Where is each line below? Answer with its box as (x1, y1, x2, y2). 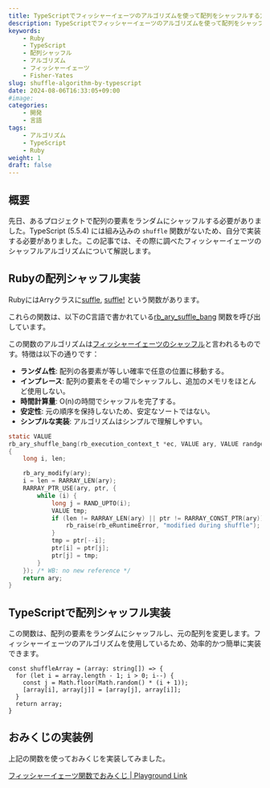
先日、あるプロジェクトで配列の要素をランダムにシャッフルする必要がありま (8, 215, 262, 225)
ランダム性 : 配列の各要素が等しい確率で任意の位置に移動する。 (19, 366, 229, 376)
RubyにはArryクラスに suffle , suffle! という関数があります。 (8, 294, 204, 304)
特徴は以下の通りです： (21, 349, 100, 359)
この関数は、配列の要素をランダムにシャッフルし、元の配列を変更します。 (8, 629, 255, 638)
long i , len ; (22, 455, 67, 463)
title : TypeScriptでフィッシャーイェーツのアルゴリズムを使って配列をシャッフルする (8, 11, 260, 20)
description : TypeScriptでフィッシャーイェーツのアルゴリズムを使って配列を (8, 19, 240, 27)
